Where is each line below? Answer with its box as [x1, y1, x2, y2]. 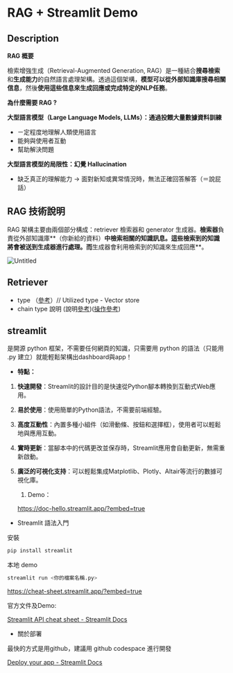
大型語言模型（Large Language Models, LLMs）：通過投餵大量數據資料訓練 [7, 113, 222, 121]
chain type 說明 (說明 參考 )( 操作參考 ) [17, 304, 121, 313]
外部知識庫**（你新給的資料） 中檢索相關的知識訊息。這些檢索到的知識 [19, 234, 221, 242]
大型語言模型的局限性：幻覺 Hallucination [7, 160, 127, 168]
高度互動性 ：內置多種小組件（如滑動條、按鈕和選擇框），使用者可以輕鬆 [17, 421, 221, 429]
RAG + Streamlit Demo [7, 5, 139, 21]
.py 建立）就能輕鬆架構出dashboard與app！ [7, 353, 132, 361]
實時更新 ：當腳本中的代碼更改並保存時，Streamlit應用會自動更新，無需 [17, 444, 220, 452]
